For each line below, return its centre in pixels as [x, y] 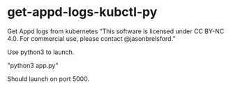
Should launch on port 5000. [48, 79]
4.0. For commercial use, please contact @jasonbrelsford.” [91, 38]
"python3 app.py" [33, 65]
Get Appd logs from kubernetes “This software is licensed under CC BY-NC [116, 31]
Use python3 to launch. [41, 52]
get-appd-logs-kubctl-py [82, 12]
